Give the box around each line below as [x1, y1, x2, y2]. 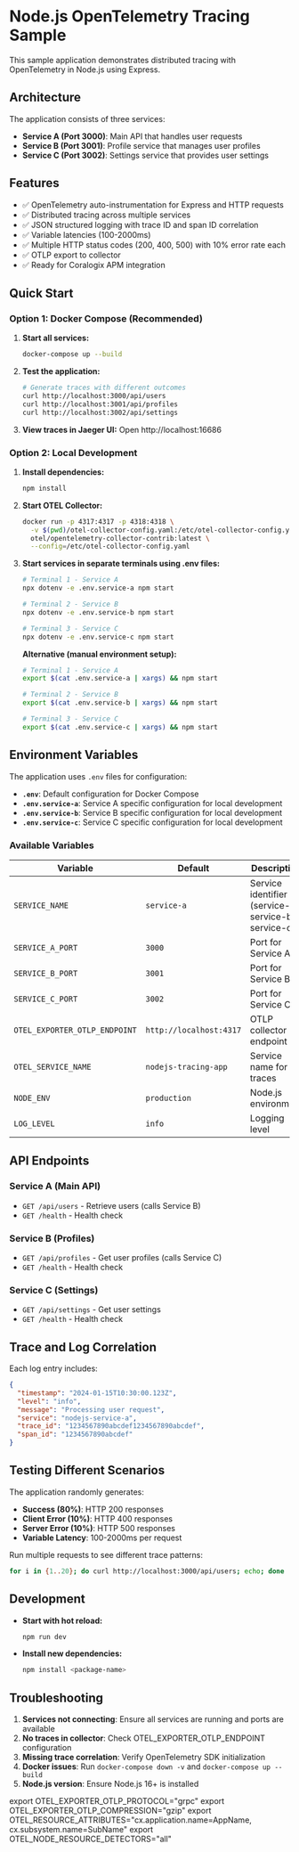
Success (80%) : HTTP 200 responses [21, 1504, 165, 1514]
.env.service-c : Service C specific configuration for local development [21, 817, 283, 828]
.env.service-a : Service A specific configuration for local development [21, 797, 283, 808]
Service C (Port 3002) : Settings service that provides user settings [21, 150, 270, 160]
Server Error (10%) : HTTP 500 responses [21, 1522, 176, 1533]
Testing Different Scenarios [9, 1463, 166, 1478]
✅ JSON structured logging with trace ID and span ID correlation [21, 219, 259, 230]
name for [249, 1060, 288, 1073]
